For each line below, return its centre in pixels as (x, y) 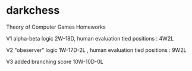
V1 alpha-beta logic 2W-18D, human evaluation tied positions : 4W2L (90, 38)
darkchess (33, 10)
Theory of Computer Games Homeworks (56, 27)
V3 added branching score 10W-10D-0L (55, 61)
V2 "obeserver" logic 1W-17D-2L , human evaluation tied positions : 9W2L (96, 50)
